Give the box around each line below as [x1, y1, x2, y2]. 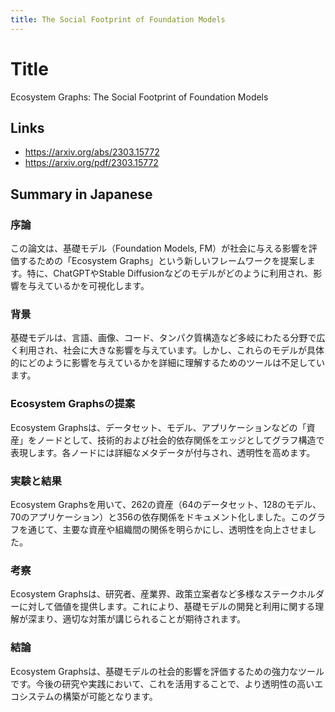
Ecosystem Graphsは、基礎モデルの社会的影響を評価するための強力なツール [10, 665, 325, 677]
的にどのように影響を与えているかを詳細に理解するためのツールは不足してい [10, 357, 325, 369]
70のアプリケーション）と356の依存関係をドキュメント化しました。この [10, 511, 308, 523]
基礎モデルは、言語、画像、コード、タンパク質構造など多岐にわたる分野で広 [10, 332, 326, 344]
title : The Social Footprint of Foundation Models [10, 14, 226, 25]
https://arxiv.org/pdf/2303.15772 [24, 157, 159, 169]
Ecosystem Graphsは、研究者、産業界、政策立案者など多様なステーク [10, 588, 299, 600]
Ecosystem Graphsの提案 [10, 397, 136, 411]
